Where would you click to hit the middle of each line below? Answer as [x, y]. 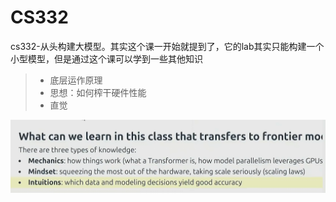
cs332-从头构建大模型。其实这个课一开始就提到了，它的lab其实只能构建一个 [167, 46]
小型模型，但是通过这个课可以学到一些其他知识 [106, 58]
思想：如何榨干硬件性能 [98, 92]
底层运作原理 [76, 80]
